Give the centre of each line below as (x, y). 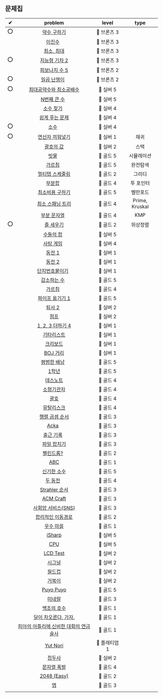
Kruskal (140, 207)
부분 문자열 (53, 215)
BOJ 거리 (54, 353)
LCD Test (54, 553)
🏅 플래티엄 (107, 643)
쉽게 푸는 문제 (54, 117)
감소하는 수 (53, 280)
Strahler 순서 (54, 489)
